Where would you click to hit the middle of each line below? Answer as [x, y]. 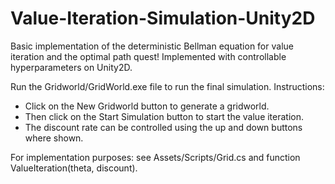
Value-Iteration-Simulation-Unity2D [163, 18]
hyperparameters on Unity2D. [71, 67]
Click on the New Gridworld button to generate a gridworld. [147, 106]
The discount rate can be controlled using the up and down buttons [163, 127]
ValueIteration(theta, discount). [74, 168]
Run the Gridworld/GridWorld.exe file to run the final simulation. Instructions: [167, 86]
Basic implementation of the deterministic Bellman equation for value [152, 46]
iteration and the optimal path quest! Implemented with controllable [148, 56]
